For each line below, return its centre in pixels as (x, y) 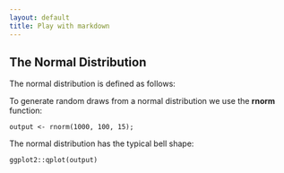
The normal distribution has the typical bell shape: (102, 143)
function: (26, 111)
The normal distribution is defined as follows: (93, 84)
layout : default (39, 17)
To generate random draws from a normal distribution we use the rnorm (142, 101)
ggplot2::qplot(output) (54, 160)
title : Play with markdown (60, 26)
